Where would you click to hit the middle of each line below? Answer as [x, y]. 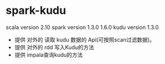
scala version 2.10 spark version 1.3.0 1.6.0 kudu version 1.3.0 [82, 27]
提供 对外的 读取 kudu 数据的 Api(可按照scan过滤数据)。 [85, 39]
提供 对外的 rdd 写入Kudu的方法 [54, 47]
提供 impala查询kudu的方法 [49, 54]
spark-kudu [36, 11]
